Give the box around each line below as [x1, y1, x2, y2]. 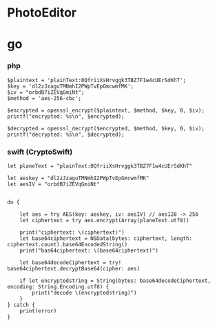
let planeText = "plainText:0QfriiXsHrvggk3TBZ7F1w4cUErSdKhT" [7, 162, 193, 170]
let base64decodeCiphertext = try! [19, 259, 122, 266]
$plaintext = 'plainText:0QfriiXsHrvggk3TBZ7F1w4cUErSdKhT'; [7, 77, 187, 83]
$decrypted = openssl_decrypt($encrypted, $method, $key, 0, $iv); [7, 125, 205, 132]
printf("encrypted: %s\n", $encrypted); [7, 112, 125, 120]
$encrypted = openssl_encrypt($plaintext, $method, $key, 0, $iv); [7, 107, 205, 114]
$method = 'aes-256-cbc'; [7, 95, 81, 101]
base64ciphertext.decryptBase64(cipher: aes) [7, 265, 140, 272]
